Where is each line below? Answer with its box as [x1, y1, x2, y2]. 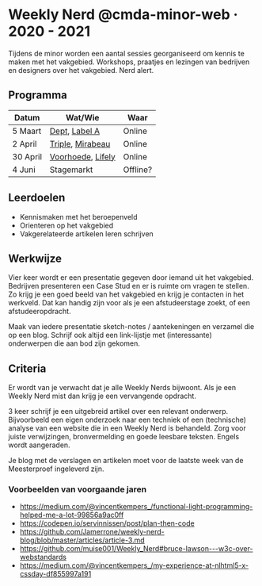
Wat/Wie [66, 112, 100, 123]
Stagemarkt [49, 164, 93, 175]
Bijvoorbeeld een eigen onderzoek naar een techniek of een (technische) [8, 415, 247, 425]
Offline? [123, 164, 153, 175]
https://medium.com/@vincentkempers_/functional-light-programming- [19, 502, 253, 511]
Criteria [8, 362, 47, 375]
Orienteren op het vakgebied [19, 220, 114, 230]
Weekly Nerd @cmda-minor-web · [8, 6, 239, 24]
